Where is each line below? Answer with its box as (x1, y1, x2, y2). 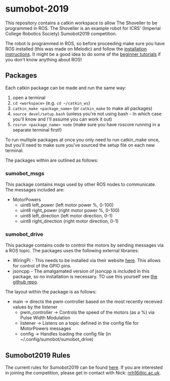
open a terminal (12, 94, 46, 100)
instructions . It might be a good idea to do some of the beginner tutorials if (5, 51, 161, 57)
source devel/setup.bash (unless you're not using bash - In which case (12, 110, 162, 117)
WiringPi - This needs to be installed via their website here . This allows (12, 257, 161, 263)
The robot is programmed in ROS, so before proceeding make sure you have (5, 40, 165, 46)
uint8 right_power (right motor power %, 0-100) (20, 207, 120, 213)
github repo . (12, 279, 39, 285)
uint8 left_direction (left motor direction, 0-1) (20, 213, 113, 219)
